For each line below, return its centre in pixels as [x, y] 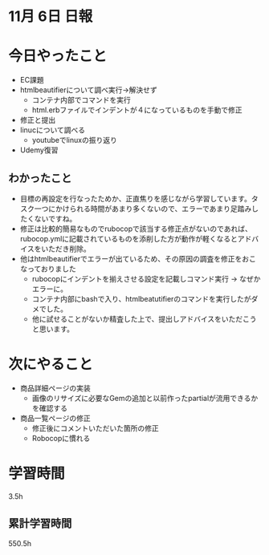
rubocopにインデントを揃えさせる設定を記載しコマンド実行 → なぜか [146, 278]
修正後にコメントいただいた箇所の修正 [95, 428]
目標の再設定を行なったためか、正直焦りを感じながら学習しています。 [135, 198]
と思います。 [53, 329]
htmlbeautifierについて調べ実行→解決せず [89, 90]
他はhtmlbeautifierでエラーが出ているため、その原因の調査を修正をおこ [138, 258]
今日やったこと [58, 56]
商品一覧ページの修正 [55, 418]
